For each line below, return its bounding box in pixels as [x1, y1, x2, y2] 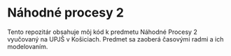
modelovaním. [7, 42, 48, 50]
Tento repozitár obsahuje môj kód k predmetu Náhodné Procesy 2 [7, 28, 197, 36]
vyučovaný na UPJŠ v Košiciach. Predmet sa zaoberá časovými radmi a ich [7, 35, 224, 43]
